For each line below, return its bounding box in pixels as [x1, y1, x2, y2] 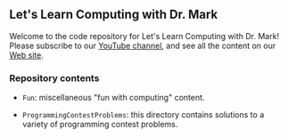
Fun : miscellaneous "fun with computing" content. [21, 93, 205, 103]
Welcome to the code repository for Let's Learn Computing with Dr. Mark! [9, 30, 279, 41]
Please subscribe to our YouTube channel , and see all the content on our [9, 40, 276, 51]
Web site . [9, 49, 45, 61]
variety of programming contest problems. [21, 119, 178, 130]
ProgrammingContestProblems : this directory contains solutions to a [21, 110, 265, 120]
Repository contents [9, 71, 100, 84]
